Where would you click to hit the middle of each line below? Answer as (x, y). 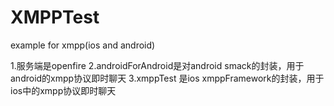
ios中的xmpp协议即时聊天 (63, 90)
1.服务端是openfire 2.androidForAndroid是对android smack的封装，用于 (157, 65)
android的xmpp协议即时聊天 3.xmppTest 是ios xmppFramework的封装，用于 (167, 78)
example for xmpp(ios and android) (83, 45)
